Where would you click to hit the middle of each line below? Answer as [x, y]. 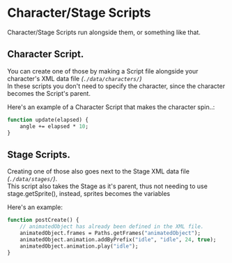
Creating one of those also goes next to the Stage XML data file [99, 171]
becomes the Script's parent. [49, 93]
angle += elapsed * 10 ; [54, 126]
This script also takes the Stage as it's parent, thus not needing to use [107, 186]
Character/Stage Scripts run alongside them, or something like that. [104, 32]
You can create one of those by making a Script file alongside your [103, 71]
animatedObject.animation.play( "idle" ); [79, 246]
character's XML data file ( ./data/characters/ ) [75, 78]
